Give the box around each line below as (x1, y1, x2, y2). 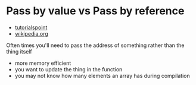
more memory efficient (14, 59, 71, 67)
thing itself (6, 48, 33, 55)
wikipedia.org (14, 30, 49, 37)
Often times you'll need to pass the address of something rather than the (6, 42, 185, 49)
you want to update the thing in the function (14, 65, 123, 73)
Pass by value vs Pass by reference (6, 4, 185, 18)
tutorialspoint (14, 24, 48, 31)
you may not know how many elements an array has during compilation (14, 72, 190, 79)
